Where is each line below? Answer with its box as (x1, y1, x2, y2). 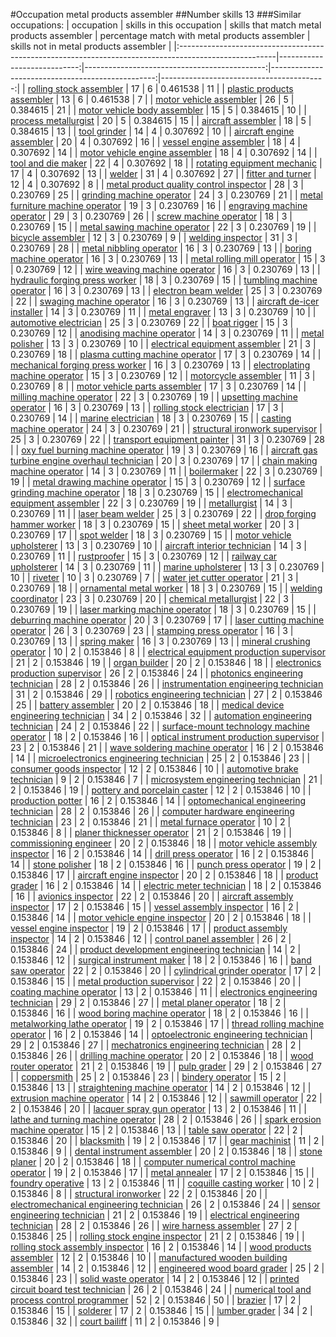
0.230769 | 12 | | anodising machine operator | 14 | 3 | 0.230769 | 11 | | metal (10, 327, 325, 339)
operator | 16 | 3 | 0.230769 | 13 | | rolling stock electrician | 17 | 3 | (10, 402, 285, 413)
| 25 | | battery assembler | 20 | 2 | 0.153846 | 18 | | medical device (10, 699, 285, 711)
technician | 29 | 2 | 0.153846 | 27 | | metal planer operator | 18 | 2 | (10, 997, 287, 1008)
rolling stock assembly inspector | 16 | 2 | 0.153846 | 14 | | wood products (10, 1241, 312, 1253)
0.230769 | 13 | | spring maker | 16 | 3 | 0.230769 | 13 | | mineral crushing (10, 635, 311, 647)
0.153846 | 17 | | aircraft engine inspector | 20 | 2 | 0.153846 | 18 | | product (10, 869, 319, 881)
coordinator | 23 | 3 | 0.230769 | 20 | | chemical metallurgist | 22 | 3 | (10, 593, 295, 604)
